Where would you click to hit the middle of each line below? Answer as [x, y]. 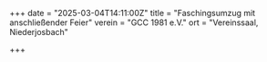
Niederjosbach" [39, 32]
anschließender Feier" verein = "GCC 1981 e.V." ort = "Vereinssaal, [134, 22]
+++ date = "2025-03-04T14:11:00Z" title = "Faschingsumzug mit [133, 13]
